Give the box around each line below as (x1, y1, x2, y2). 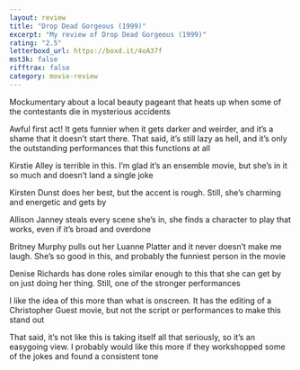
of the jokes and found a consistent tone (9, 350, 159, 361)
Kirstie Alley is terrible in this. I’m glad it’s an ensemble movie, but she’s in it (9, 159, 287, 171)
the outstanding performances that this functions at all (9, 142, 211, 153)
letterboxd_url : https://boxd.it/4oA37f (9, 47, 163, 56)
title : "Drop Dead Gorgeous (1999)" (9, 22, 146, 31)
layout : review (9, 13, 66, 23)
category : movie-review (9, 72, 99, 81)
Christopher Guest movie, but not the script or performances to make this (9, 304, 281, 315)
